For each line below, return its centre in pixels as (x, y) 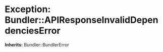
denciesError (33, 31)
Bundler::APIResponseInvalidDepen (82, 20)
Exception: (28, 9)
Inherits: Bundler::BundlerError (37, 44)
